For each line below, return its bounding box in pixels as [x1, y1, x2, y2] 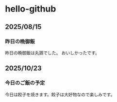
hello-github [5, 3, 56, 15]
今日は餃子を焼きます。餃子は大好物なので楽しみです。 [5, 91, 115, 97]
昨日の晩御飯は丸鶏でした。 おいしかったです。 [5, 50, 100, 56]
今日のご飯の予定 [5, 80, 45, 87]
